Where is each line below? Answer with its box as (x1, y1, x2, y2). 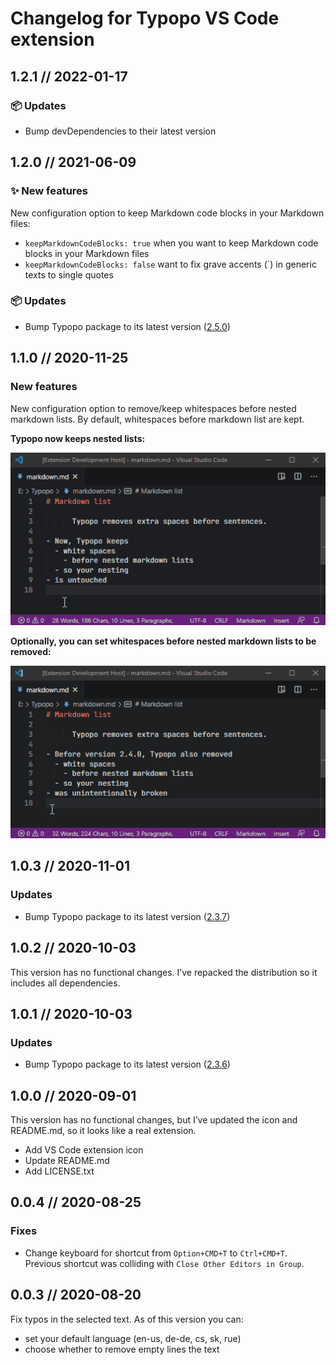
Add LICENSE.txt (24, 1165, 95, 1177)
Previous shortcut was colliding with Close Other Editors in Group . (24, 1257, 305, 1269)
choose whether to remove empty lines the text (24, 1343, 220, 1355)
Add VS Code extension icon (24, 1144, 144, 1156)
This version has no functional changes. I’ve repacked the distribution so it (10, 966, 318, 978)
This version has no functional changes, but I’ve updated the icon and (10, 1114, 298, 1126)
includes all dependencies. (10, 977, 121, 989)
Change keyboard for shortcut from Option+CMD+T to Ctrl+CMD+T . (24, 1247, 288, 1259)
